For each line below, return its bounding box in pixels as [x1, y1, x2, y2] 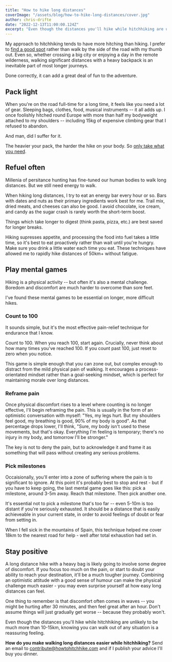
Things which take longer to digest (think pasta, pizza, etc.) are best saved [5, 218, 163, 225]
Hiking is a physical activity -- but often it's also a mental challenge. [5, 279, 148, 285]
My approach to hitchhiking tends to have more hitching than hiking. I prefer [5, 41, 165, 47]
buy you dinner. [5, 651, 38, 657]
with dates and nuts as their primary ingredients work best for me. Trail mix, [5, 197, 165, 204]
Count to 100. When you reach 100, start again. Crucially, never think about [5, 340, 163, 346]
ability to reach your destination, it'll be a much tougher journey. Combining [5, 572, 164, 578]
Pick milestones [5, 463, 46, 470]
